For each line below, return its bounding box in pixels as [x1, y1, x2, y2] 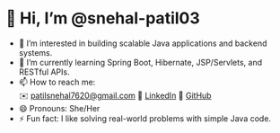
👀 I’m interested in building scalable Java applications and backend [18, 38, 267, 49]
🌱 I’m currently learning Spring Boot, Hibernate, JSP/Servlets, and [18, 57, 263, 67]
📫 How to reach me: [18, 76, 96, 87]
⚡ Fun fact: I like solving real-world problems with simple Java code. [18, 112, 272, 124]
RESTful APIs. [18, 66, 70, 77]
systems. [18, 47, 53, 58]
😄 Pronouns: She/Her [18, 102, 101, 113]
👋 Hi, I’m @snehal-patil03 [5, 8, 200, 29]
